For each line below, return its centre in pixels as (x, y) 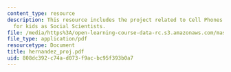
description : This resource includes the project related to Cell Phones (115, 20)
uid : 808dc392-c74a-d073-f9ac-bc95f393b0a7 (70, 58)
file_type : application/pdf (47, 39)
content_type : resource (41, 13)
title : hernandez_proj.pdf (46, 52)
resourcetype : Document (41, 45)
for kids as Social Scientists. (60, 26)
